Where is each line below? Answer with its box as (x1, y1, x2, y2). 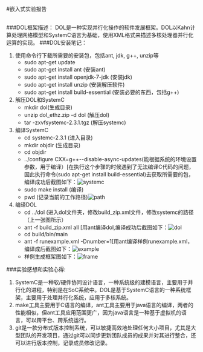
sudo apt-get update (24, 59, 76, 66)
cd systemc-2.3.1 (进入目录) (24, 134, 93, 141)
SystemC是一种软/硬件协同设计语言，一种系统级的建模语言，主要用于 (14, 279, 188, 286)
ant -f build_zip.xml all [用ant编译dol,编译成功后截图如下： (24, 224, 169, 231)
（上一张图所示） (24, 216, 67, 224)
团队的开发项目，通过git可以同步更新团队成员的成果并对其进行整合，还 (20, 332, 196, 339)
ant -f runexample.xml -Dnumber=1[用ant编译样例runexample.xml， (24, 238, 193, 245)
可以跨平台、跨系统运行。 (25, 317, 89, 324)
